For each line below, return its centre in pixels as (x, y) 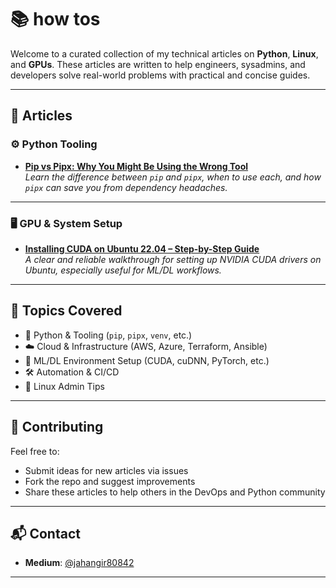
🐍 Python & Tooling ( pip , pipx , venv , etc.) (108, 335)
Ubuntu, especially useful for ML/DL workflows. (123, 270)
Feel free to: (35, 451)
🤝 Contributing (57, 427)
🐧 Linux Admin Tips (64, 386)
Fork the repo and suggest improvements (110, 481)
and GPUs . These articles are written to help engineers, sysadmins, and (158, 64)
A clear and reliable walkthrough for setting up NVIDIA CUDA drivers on (173, 259)
